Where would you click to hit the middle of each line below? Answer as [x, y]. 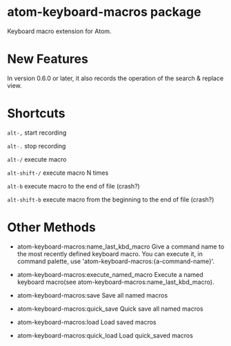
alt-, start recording [37, 133]
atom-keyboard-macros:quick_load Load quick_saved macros [105, 335]
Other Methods [52, 227]
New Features [48, 59]
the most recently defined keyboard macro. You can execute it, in [110, 253]
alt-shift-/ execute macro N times [58, 173]
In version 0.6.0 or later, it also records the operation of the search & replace [115, 78]
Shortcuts [36, 114]
